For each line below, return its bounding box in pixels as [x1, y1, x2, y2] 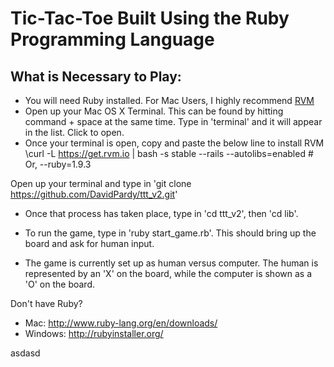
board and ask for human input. [24, 238, 155, 249]
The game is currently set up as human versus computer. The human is [24, 257, 319, 269]
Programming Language [10, 28, 215, 51]
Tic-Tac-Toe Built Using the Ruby [10, 7, 290, 30]
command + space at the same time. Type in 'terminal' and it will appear [24, 116, 323, 127]
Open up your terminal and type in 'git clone [10, 178, 192, 189]
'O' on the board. [24, 278, 96, 290]
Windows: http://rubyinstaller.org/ [24, 328, 164, 339]
